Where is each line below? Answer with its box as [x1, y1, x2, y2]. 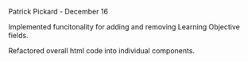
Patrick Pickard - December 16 [8, 7, 109, 16]
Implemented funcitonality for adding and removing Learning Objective [8, 22, 240, 31]
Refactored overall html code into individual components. [8, 46, 196, 55]
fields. [8, 31, 29, 40]
